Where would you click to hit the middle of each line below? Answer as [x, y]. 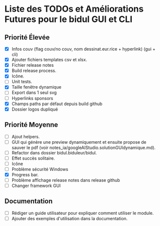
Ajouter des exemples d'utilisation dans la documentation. [70, 218]
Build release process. [34, 71]
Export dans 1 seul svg [34, 93]
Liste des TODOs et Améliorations [74, 9]
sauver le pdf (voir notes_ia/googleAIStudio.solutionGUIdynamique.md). [84, 148]
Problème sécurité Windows [40, 169]
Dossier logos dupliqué [35, 109]
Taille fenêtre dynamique [36, 87]
